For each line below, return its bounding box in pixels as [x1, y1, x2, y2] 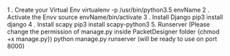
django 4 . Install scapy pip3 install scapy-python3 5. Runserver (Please [7, 20, 211, 28]
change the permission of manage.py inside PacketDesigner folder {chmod [7, 27, 220, 36]
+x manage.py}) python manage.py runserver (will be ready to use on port [7, 35, 218, 43]
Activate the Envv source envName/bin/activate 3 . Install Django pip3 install [7, 13, 223, 21]
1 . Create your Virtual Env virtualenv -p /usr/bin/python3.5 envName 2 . [7, 6, 210, 14]
